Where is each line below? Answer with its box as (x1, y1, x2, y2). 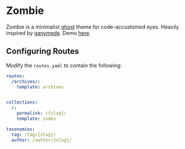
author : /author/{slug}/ (11, 137, 72, 143)
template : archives (16, 84, 64, 90)
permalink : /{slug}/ (16, 111, 67, 116)
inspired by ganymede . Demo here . (6, 29, 91, 36)
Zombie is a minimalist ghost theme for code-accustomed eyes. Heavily (6, 23, 179, 30)
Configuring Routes (6, 47, 79, 56)
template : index (16, 116, 57, 122)
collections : (6, 100, 38, 105)
